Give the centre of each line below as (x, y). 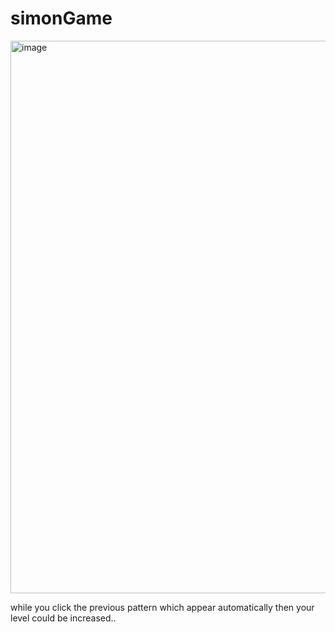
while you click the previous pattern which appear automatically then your (162, 607)
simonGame (61, 18)
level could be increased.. (63, 618)
